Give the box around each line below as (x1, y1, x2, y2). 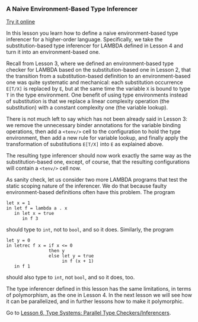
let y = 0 (6, 237, 31, 244)
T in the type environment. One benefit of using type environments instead (6, 91, 188, 99)
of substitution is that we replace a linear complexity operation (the (6, 98, 170, 105)
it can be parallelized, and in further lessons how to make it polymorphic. (6, 298, 184, 305)
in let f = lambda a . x (6, 205, 68, 211)
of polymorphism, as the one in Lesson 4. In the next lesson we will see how (6, 292, 193, 299)
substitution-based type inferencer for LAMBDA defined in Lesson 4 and (6, 42, 183, 49)
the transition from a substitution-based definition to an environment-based (6, 73, 191, 80)
